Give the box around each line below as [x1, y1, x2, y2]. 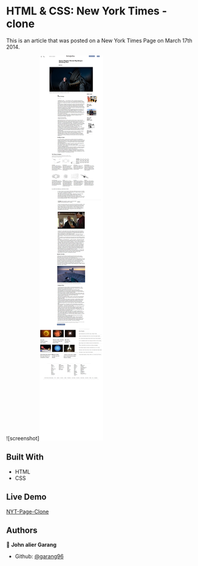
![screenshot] [6, 434, 40, 441]
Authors [6, 525, 38, 535]
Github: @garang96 [14, 553, 64, 560]
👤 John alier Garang [6, 541, 57, 549]
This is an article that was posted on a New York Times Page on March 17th [6, 37, 193, 44]
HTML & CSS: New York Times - [6, 4, 167, 18]
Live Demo [6, 492, 47, 502]
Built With [6, 452, 44, 463]
